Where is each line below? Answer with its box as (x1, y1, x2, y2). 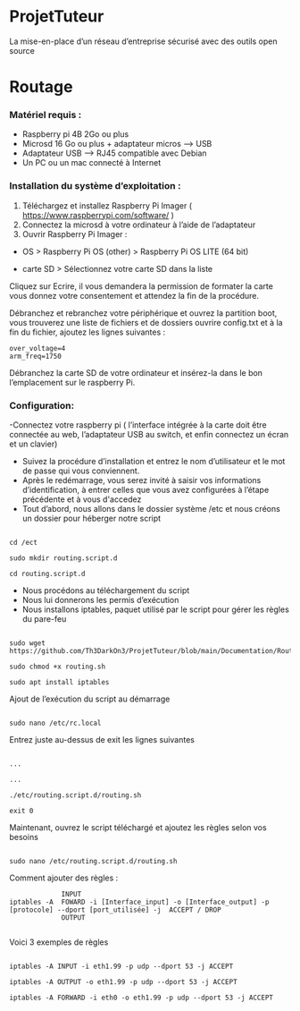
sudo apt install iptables (9, 678, 110, 687)
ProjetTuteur (9, 6, 104, 27)
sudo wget (9, 639, 46, 648)
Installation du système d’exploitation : (9, 180, 181, 192)
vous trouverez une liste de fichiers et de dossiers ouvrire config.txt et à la (9, 317, 283, 327)
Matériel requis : (9, 109, 82, 122)
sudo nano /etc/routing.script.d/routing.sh (9, 857, 178, 866)
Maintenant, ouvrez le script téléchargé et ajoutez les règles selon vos (9, 822, 267, 833)
